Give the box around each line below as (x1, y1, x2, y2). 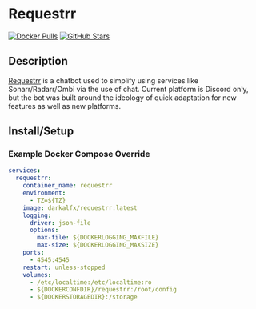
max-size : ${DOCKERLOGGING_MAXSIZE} (37, 241, 159, 249)
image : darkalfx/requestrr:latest (22, 203, 138, 212)
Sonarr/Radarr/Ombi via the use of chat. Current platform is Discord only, (8, 84, 250, 94)
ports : (22, 249, 45, 257)
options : (29, 226, 59, 235)
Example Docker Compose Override (8, 149, 150, 160)
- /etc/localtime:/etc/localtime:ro (29, 278, 152, 287)
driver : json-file (29, 219, 91, 227)
